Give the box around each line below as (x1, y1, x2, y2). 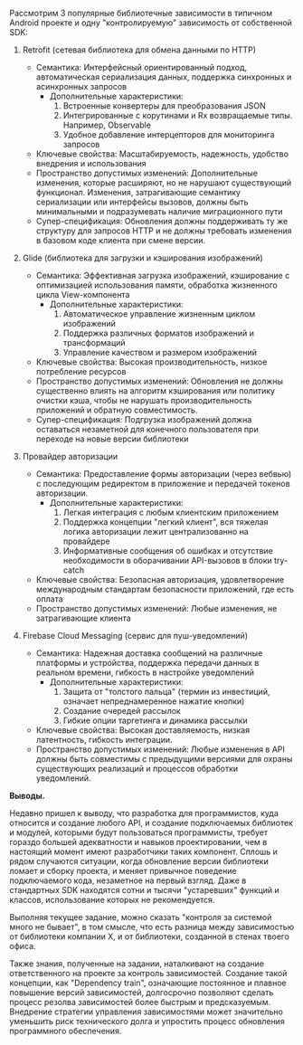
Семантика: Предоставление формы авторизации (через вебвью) (35, 469, 292, 479)
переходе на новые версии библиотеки (35, 433, 189, 444)
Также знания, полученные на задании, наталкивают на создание (9, 958, 265, 969)
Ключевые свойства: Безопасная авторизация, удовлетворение (35, 575, 285, 584)
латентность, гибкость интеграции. (35, 735, 173, 745)
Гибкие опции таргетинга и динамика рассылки (62, 715, 249, 726)
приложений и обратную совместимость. (35, 404, 198, 415)
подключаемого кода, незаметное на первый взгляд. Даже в (9, 875, 247, 886)
